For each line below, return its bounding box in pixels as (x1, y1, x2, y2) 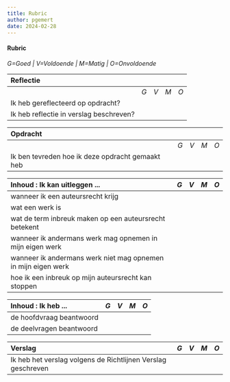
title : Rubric (7, 10, 48, 17)
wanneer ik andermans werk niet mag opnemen (10, 253, 164, 262)
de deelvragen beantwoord (10, 323, 98, 333)
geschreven (10, 364, 49, 373)
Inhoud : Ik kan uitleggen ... (10, 179, 101, 189)
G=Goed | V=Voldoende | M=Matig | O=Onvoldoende (7, 59, 157, 67)
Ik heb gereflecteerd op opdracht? (10, 98, 121, 107)
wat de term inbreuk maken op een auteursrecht (10, 214, 166, 223)
